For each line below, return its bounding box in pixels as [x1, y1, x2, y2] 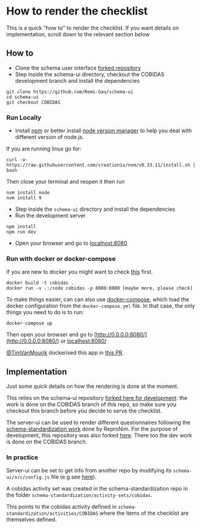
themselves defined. [6, 516, 57, 523]
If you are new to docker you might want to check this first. [6, 268, 153, 275]
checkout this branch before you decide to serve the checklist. [6, 407, 162, 414]
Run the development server [14, 212, 86, 219]
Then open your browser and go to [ [6, 331, 97, 338]
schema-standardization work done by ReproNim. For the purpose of [6, 425, 178, 433]
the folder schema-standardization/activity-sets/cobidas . [6, 491, 153, 499]
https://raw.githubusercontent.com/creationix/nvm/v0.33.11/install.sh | [6, 162, 196, 169]
